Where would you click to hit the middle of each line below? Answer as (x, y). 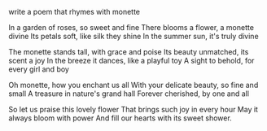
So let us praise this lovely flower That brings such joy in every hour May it (133, 109)
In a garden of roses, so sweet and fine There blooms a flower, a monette (131, 27)
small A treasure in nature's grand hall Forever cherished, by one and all (129, 94)
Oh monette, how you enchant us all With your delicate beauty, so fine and (133, 85)
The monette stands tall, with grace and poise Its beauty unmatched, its (129, 52)
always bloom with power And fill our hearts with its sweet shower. (120, 118)
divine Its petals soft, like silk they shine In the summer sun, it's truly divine (133, 36)
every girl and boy (39, 69)
